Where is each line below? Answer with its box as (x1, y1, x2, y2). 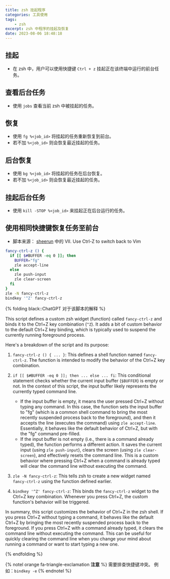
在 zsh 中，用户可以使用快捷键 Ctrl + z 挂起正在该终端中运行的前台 (12, 66, 155, 72)
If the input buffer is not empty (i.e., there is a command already (20, 436, 154, 442)
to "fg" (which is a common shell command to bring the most (20, 409, 148, 415)
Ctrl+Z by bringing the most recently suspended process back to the (5, 519, 149, 526)
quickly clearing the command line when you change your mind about (5, 535, 151, 541)
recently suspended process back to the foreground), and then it (20, 414, 156, 421)
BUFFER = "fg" (14, 258, 40, 263)
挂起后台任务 (5, 193, 46, 202)
